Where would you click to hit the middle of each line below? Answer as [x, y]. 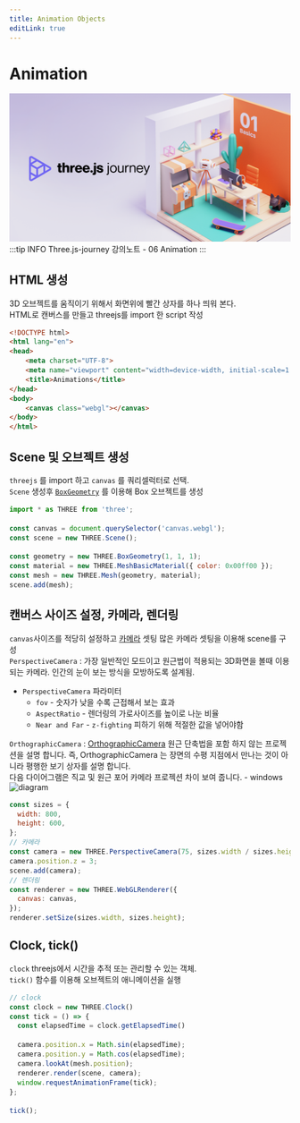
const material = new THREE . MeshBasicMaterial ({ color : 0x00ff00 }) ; [142, 566]
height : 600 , [42, 823]
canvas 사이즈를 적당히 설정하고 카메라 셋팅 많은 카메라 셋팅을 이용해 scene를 [143, 638]
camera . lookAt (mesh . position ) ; [75, 1063]
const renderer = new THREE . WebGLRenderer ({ [93, 889]
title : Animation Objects [57, 19]
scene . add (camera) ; [46, 871]
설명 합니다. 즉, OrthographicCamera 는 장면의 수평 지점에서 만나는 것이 [152, 754]
